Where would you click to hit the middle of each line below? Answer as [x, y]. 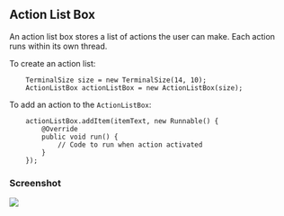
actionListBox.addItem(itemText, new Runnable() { [122, 121]
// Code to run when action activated [130, 144]
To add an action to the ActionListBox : [80, 104]
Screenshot [35, 183]
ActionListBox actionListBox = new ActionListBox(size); [134, 88]
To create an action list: [53, 63]
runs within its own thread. [58, 46]
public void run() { [80, 137]
